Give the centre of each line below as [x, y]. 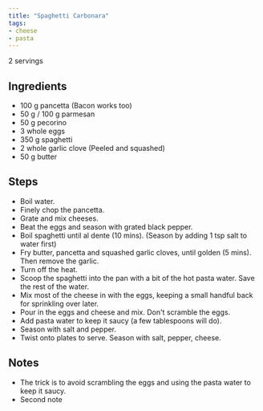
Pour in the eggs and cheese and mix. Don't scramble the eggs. [125, 312]
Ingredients [38, 86]
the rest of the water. [55, 287]
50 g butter [38, 157]
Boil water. [37, 201]
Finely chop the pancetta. [62, 210]
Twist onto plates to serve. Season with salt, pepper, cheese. [121, 337]
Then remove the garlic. [59, 261]
